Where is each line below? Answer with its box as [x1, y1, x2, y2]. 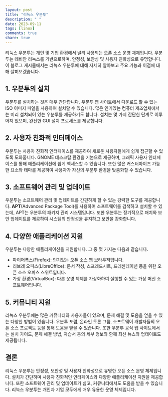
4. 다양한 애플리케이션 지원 [5, 232, 83, 241]
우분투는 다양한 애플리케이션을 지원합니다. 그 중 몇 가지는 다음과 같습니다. [5, 246, 148, 252]
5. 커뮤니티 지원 [5, 298, 51, 306]
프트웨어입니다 [12, 282, 41, 288]
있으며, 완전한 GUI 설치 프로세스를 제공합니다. [14, 117, 104, 123]
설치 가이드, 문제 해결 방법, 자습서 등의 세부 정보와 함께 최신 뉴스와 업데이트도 [10, 331, 161, 337]
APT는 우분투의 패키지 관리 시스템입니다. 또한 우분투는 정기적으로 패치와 [16, 210, 157, 216]
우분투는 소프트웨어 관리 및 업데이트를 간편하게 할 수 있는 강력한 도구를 [5, 197, 143, 203]
